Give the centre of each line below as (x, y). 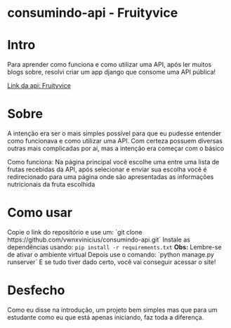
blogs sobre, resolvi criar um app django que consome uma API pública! (112, 72)
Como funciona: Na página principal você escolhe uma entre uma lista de (113, 162)
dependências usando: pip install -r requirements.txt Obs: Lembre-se (115, 247)
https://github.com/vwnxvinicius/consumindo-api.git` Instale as (99, 240)
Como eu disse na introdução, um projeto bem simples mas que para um (112, 310)
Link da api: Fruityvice (39, 86)
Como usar (40, 213)
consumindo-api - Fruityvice (93, 13)
